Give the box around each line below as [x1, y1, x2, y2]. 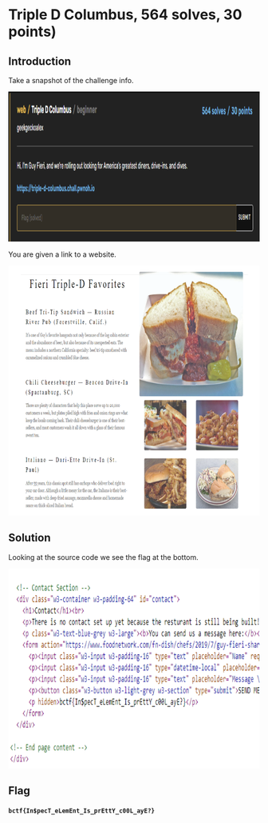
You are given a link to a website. [8, 250, 117, 259]
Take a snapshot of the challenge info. [8, 76, 134, 85]
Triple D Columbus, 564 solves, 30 [8, 6, 242, 24]
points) [8, 22, 57, 41]
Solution [8, 531, 51, 545]
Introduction [8, 54, 72, 68]
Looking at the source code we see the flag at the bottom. [8, 552, 199, 561]
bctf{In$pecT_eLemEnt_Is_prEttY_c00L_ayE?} [8, 806, 156, 815]
